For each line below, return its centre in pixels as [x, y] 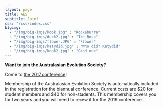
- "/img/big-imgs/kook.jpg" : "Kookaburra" [55, 32]
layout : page [19, 10]
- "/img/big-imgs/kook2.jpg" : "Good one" [54, 51]
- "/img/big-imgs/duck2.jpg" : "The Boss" [54, 37]
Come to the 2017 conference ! [36, 74]
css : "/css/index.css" [28, 23]
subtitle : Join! [22, 19]
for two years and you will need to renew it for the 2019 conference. [74, 99]
